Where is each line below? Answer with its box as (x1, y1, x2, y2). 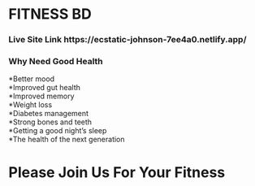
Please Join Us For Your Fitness (8, 163, 226, 181)
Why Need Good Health (8, 56, 103, 67)
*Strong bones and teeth (8, 117, 92, 127)
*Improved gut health (8, 83, 81, 93)
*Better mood (8, 74, 55, 84)
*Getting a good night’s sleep (8, 126, 107, 136)
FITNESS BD (8, 5, 92, 24)
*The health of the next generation (8, 135, 125, 145)
